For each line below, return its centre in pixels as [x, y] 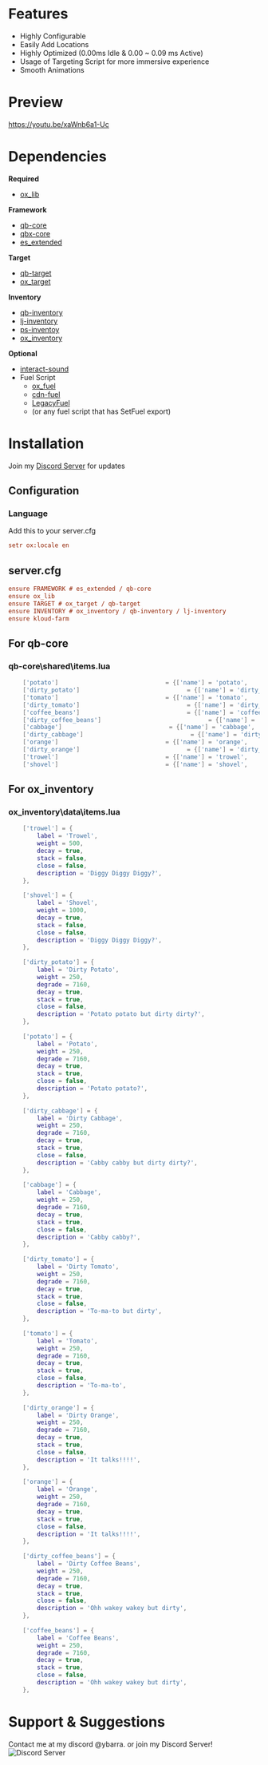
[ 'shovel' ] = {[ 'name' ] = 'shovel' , [135, 764]
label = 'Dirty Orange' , [78, 1415]
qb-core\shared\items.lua [59, 666]
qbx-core [35, 233]
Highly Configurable [53, 36]
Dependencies [57, 157]
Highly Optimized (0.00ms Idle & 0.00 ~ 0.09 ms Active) [111, 53]
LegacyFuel [51, 403]
